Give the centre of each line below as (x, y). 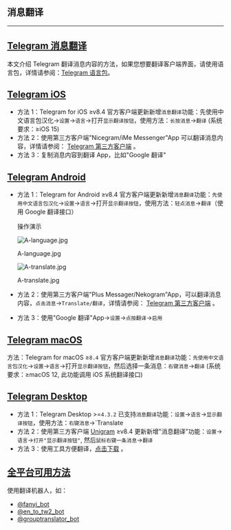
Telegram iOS (37, 95)
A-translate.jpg (38, 281)
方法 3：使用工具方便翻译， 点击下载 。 (72, 448)
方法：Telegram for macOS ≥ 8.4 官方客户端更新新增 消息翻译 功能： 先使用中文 (113, 358)
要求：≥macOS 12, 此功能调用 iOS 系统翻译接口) (75, 375)
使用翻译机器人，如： (37, 490)
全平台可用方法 (39, 472)
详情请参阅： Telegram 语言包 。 (69, 72)
